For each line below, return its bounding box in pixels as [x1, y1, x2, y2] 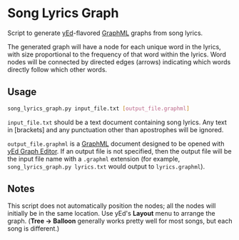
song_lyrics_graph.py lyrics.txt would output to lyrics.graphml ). [7, 162, 205, 171]
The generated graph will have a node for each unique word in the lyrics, [7, 42, 221, 51]
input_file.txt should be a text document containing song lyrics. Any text [7, 118, 227, 126]
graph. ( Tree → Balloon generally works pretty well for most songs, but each [7, 216, 233, 226]
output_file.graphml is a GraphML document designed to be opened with [7, 139, 225, 148]
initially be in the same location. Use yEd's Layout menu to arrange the [7, 209, 215, 218]
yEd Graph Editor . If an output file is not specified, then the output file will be [7, 146, 232, 155]
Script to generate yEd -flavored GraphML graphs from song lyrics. [7, 29, 203, 37]
